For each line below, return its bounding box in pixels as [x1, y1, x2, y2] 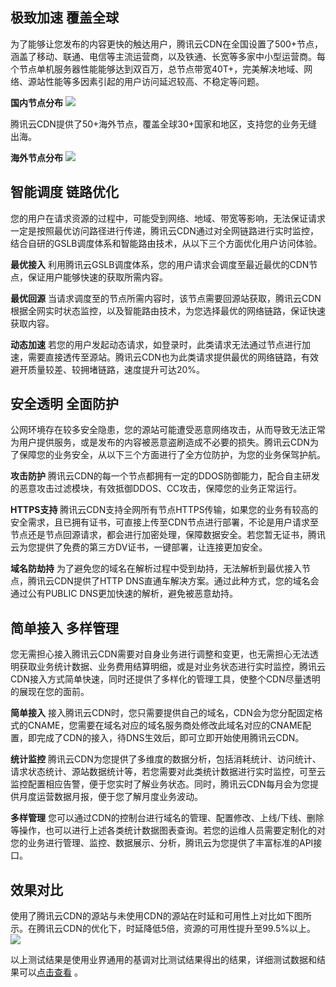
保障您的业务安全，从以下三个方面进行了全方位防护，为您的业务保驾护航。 [18, 449, 326, 461]
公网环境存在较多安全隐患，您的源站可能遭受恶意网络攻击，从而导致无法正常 [10, 424, 326, 436]
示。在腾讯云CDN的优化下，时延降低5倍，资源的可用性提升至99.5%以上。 [10, 923, 317, 935]
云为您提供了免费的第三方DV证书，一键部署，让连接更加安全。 [10, 541, 268, 553]
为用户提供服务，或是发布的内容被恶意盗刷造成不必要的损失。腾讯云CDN [10, 436, 310, 448]
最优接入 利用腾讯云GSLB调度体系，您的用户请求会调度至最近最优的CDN [10, 258, 310, 270]
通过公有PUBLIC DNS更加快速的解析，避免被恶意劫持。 [10, 588, 238, 600]
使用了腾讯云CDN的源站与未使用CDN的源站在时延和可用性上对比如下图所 [10, 910, 312, 922]
